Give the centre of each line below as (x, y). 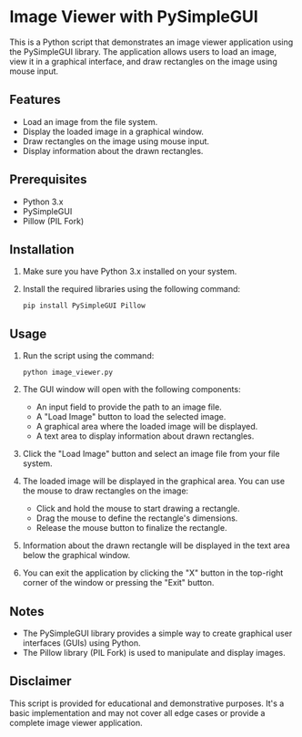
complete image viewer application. (76, 722)
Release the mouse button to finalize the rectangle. (131, 528)
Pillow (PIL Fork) (53, 221)
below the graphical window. (76, 555)
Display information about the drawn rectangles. (113, 151)
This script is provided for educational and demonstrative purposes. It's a (147, 703)
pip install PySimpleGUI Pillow (84, 306)
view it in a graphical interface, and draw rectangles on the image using (143, 61)
